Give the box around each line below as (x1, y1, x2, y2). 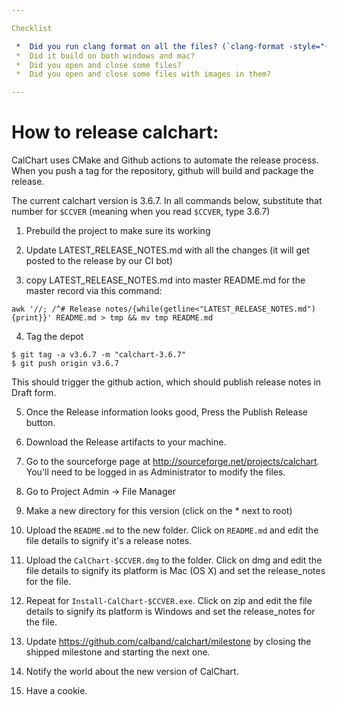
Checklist (11, 23, 53, 33)
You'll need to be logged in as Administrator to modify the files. (25, 466, 286, 478)
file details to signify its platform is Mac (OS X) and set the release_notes (25, 565, 326, 577)
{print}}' (11, 313, 53, 323)
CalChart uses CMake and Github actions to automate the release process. (11, 154, 319, 166)
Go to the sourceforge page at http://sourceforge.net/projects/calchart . (25, 456, 320, 468)
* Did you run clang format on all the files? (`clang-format (15, 41, 285, 51)
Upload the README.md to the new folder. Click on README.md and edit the (25, 524, 319, 536)
